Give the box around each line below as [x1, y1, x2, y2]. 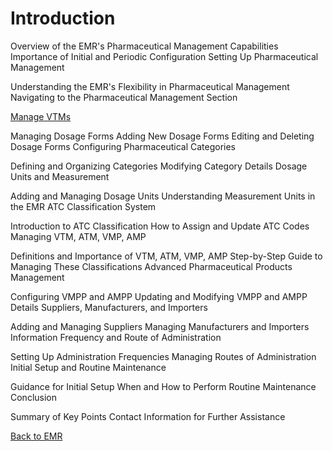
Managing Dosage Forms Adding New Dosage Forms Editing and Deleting [10, 130, 315, 142]
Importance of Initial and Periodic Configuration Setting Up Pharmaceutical [10, 50, 319, 62]
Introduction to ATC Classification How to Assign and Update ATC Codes [10, 220, 310, 232]
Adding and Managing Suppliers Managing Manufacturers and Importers [10, 320, 310, 332]
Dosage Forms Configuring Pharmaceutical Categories [10, 140, 236, 152]
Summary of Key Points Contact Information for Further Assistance [10, 410, 286, 422]
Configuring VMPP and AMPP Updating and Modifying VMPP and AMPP [10, 290, 308, 302]
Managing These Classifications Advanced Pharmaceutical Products [10, 260, 293, 272]
